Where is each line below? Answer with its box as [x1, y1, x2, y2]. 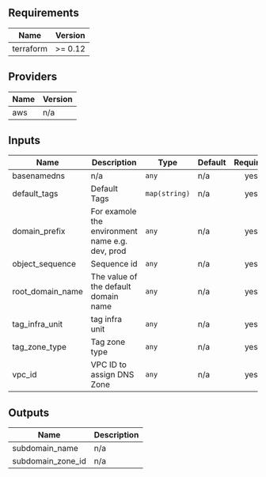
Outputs [8, 406, 50, 419]
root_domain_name [12, 286, 83, 297]
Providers [8, 70, 58, 84]
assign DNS [90, 369, 135, 380]
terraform [12, 43, 48, 54]
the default [90, 281, 131, 292]
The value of [90, 271, 138, 282]
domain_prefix [12, 225, 66, 237]
